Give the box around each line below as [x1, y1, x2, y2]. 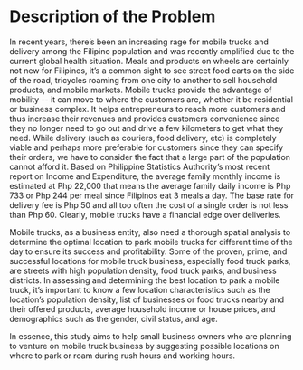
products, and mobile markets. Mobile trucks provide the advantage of [9, 84, 272, 95]
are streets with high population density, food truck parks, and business [9, 265, 278, 276]
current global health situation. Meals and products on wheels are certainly [9, 55, 289, 66]
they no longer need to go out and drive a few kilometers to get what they [9, 122, 283, 133]
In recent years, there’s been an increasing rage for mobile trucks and [9, 36, 270, 47]
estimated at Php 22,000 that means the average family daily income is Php [9, 180, 291, 191]
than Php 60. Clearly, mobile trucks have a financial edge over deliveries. [9, 209, 282, 220]
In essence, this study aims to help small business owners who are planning [9, 330, 292, 341]
